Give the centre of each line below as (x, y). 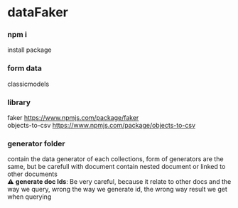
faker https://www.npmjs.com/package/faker (73, 118)
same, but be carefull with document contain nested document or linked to (117, 167)
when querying (29, 197)
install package (29, 50)
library (19, 102)
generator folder (36, 144)
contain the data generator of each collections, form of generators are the (115, 159)
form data (25, 68)
